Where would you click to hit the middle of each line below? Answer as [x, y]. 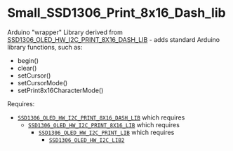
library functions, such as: [45, 47]
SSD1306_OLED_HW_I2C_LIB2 [87, 140]
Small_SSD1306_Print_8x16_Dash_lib [116, 13]
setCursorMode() [42, 82]
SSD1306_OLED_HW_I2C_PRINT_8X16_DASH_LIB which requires [101, 117]
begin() [28, 60]
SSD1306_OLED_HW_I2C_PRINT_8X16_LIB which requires [104, 124]
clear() [27, 68]
